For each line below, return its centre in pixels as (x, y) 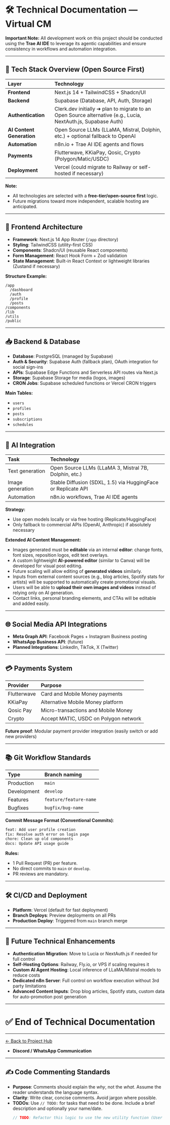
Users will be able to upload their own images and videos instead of (84, 588)
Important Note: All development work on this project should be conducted (84, 38)
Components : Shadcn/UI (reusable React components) (70, 250)
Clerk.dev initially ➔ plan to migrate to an (103, 108)
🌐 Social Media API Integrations (56, 624)
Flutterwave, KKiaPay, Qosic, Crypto (97, 152)
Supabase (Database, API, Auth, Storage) (103, 100)
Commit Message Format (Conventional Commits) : (60, 820)
